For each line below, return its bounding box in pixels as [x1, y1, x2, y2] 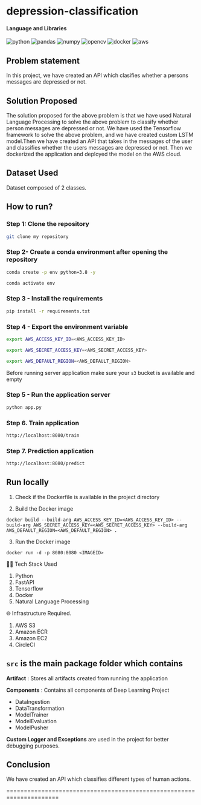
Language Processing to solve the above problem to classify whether [6, 118, 179, 125]
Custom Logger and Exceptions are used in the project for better [6, 735, 169, 743]
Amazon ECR [14, 628, 48, 635]
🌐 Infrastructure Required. [6, 609, 72, 617]
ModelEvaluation [14, 717, 57, 724]
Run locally [6, 477, 49, 488]
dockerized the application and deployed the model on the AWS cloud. [6, 150, 182, 158]
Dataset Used [6, 168, 59, 178]
